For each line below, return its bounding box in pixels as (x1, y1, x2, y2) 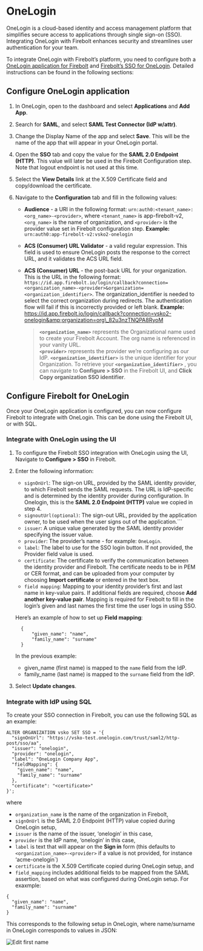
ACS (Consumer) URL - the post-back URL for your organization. (24, 267, 187, 274)
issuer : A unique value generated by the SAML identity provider (24, 524, 184, 532)
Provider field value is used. (24, 550, 94, 558)
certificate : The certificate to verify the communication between (24, 556, 189, 564)
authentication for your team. (6, 44, 79, 51)
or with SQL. (6, 420, 38, 427)
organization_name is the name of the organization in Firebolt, (15, 811, 168, 818)
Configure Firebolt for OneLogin (6, 391, 129, 401)
